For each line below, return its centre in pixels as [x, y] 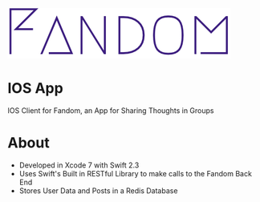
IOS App [35, 89]
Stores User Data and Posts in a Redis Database [98, 190]
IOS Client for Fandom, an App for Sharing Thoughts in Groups [111, 110]
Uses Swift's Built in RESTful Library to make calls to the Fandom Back [135, 173]
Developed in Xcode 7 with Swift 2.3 [79, 165]
